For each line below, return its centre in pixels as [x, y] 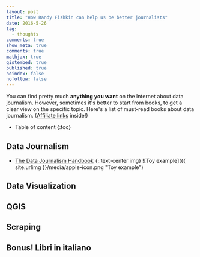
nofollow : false [26, 79]
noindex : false [25, 74]
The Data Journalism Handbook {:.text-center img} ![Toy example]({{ [100, 160]
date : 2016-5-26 [26, 23]
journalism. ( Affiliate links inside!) [47, 116]
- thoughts [25, 34]
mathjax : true [24, 57]
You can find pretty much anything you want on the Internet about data [95, 97]
